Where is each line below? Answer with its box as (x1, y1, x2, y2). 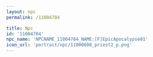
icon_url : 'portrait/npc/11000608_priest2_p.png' (6, 42, 133, 48)
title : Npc (6, 25, 33, 31)
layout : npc (6, 8, 36, 15)
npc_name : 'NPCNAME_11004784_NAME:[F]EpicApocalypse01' (6, 37, 148, 43)
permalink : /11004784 (6, 14, 60, 20)
